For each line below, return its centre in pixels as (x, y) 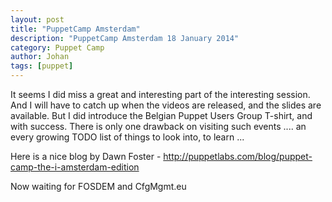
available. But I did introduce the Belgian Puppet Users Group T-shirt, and (161, 115)
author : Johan (40, 57)
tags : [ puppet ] (42, 66)
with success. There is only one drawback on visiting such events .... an (158, 126)
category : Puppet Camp (57, 47)
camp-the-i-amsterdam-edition (75, 167)
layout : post (37, 19)
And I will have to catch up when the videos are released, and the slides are (166, 105)
